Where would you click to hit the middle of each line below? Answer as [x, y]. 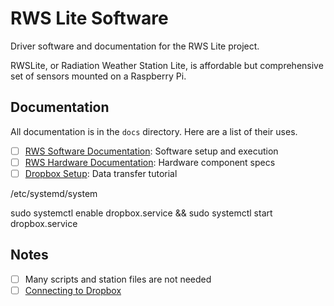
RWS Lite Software [89, 18]
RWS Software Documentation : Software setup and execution [151, 151]
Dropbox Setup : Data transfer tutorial [101, 173]
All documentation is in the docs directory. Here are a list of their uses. [154, 131]
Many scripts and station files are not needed [118, 279]
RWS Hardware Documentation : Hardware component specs [150, 162]
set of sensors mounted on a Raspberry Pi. [98, 76]
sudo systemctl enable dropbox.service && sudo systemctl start [141, 213]
